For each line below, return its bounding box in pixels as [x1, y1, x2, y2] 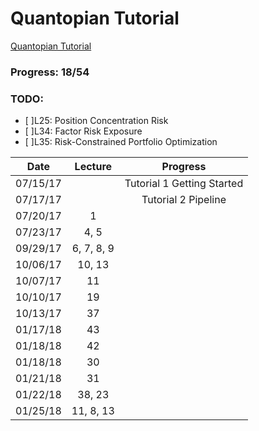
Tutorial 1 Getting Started [124, 177, 244, 191]
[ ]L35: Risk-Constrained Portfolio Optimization [24, 136, 218, 148]
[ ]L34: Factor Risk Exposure [24, 125, 143, 137]
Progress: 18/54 [10, 65, 90, 79]
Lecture [74, 160, 113, 174]
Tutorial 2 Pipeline [141, 193, 227, 207]
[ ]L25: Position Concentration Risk [24, 115, 169, 127]
